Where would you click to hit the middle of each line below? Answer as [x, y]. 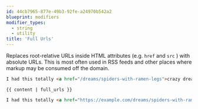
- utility [23, 34]
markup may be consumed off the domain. [58, 68]
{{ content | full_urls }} [39, 90]
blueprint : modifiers [33, 17]
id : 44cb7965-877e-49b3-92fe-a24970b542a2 [59, 11]
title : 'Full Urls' [30, 39]
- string [22, 28]
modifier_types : [26, 22]
